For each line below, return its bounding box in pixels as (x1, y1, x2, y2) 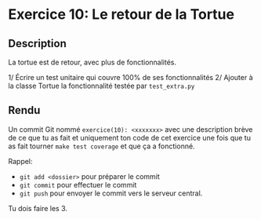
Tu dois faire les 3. (8, 203, 68, 213)
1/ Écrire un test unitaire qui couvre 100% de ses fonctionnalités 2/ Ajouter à (8, 73, 253, 82)
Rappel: (8, 156, 33, 166)
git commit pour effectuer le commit (19, 180, 137, 189)
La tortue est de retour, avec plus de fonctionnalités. (8, 57, 177, 67)
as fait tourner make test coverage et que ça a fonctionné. (8, 141, 195, 151)
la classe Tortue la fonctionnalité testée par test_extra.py (8, 81, 195, 90)
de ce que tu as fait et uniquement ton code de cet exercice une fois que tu (8, 133, 251, 142)
